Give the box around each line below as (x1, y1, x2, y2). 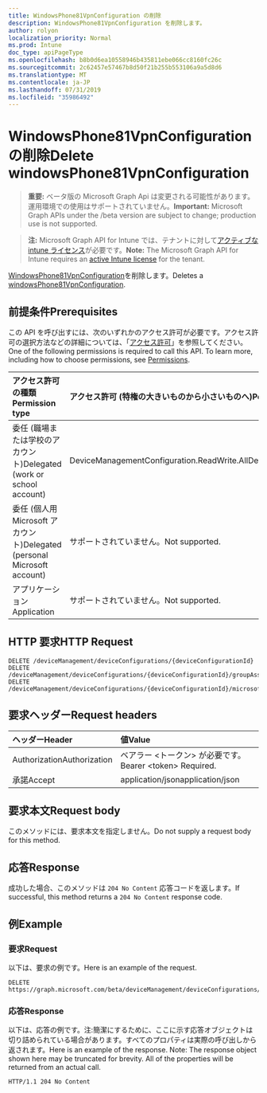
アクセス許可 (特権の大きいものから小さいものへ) (69, 391, 253, 402)
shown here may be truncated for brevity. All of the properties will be (8, 1054, 234, 1064)
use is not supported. (27, 219, 98, 229)
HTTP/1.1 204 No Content (8, 1078, 91, 1086)
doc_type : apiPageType (8, 49, 83, 57)
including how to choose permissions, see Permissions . (8, 355, 191, 364)
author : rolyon (8, 26, 59, 34)
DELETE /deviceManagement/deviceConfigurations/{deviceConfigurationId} (8, 656, 254, 665)
